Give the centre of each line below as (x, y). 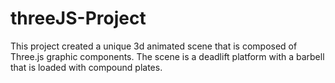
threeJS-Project (78, 18)
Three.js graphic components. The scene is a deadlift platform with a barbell (167, 56)
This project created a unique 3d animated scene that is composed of (154, 46)
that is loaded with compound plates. (86, 67)
